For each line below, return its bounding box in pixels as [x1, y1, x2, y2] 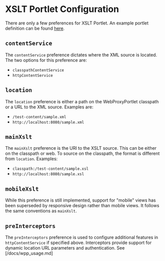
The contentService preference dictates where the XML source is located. [5, 51, 158, 58]
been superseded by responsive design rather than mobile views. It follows [5, 203, 160, 209]
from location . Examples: [5, 156, 58, 162]
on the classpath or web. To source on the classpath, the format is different [5, 151, 160, 157]
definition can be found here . [5, 25, 65, 31]
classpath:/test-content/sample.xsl [12, 166, 89, 172]
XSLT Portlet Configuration [5, 3, 119, 15]
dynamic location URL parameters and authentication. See [5, 245, 125, 251]
